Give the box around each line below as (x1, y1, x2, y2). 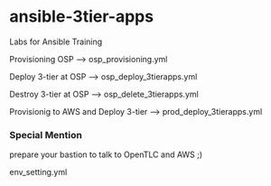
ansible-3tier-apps (9, 6, 154, 27)
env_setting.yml (9, 167, 68, 178)
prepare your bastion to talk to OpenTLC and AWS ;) (9, 149, 203, 160)
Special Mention (9, 128, 83, 141)
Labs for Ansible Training (9, 36, 103, 47)
